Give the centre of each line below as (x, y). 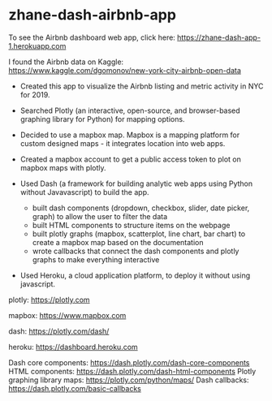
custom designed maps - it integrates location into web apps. (123, 143)
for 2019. (35, 94)
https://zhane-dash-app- (219, 37)
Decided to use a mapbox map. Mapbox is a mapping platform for (130, 135)
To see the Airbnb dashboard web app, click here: (92, 37)
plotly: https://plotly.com (50, 300)
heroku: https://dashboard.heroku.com (73, 347)
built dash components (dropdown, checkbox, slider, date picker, (141, 208)
